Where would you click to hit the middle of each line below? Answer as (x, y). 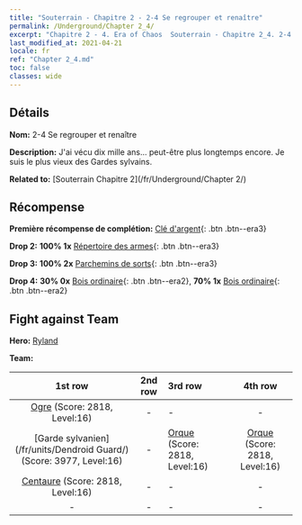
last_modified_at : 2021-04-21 (66, 43)
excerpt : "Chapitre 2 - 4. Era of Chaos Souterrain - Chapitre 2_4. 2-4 (151, 34)
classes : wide (36, 77)
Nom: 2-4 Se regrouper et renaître (73, 134)
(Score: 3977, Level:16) (72, 461)
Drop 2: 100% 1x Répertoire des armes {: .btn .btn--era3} (115, 246)
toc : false (30, 68)
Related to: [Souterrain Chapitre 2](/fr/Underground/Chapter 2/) (128, 179)
